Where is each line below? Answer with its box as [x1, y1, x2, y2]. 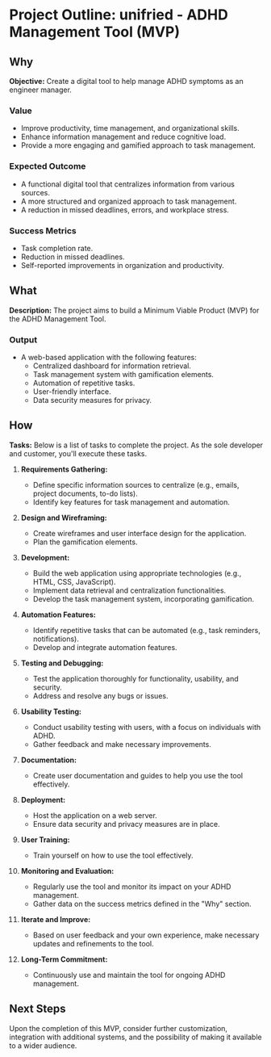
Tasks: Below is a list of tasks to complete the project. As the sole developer [9, 440, 264, 450]
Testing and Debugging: [20, 658, 104, 668]
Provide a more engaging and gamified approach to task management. [20, 141, 256, 150]
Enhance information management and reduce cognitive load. [20, 132, 227, 142]
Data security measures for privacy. [32, 396, 152, 405]
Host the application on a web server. [32, 810, 158, 820]
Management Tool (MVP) [9, 23, 181, 41]
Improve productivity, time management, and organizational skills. [20, 124, 240, 133]
